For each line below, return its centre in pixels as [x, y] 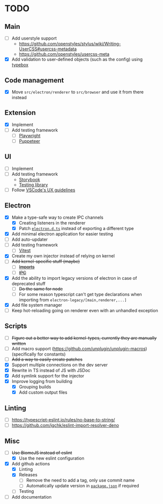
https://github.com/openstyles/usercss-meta [64, 54]
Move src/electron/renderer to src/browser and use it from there [78, 92]
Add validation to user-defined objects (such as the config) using [77, 60]
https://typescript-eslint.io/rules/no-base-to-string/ [63, 420]
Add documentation [31, 497]
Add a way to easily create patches [47, 359]
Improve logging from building [42, 381]
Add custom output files [43, 392]
